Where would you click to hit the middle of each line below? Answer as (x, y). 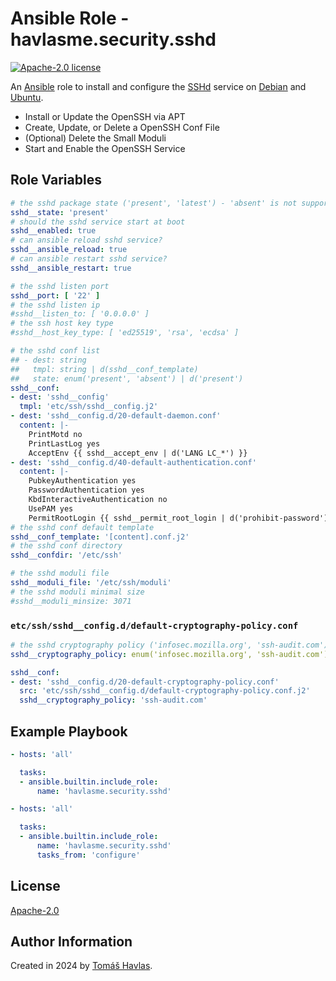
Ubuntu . (27, 97)
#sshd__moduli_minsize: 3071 (71, 601)
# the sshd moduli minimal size (77, 592)
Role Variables (56, 180)
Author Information (71, 942)
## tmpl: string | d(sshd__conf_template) (104, 369)
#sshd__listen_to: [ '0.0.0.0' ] (80, 314)
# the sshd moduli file (60, 573)
